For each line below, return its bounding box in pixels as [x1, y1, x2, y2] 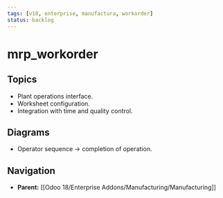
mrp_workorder [7, 46, 98, 62]
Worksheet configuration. [17, 99, 90, 108]
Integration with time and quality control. [17, 106, 133, 115]
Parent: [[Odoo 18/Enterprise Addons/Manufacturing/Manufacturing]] [17, 184, 217, 192]
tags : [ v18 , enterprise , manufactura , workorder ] [7, 10, 154, 17]
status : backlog [7, 17, 54, 23]
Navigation [7, 165, 55, 177]
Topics [7, 74, 37, 86]
